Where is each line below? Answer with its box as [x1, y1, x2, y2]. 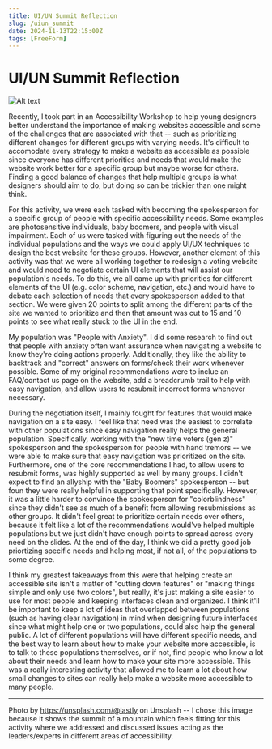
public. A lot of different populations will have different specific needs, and [8, 631, 257, 640]
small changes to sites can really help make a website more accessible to [8, 674, 253, 683]
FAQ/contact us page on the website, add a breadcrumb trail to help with [8, 376, 251, 385]
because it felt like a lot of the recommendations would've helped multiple [8, 520, 255, 530]
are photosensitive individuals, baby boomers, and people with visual [8, 222, 239, 232]
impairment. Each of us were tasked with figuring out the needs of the [8, 231, 242, 240]
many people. [8, 682, 54, 692]
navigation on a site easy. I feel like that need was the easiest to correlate [8, 417, 253, 427]
